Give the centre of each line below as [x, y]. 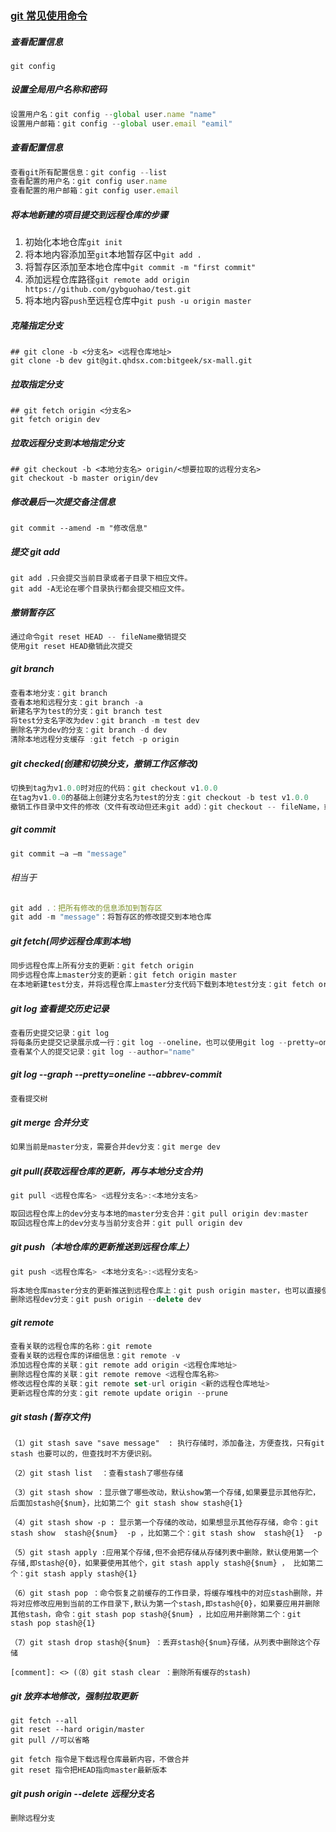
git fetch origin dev [55, 420]
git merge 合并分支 [49, 1122]
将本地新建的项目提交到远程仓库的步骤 [89, 214]
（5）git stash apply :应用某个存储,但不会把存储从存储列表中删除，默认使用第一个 [164, 1553]
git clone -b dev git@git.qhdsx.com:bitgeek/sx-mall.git [131, 361]
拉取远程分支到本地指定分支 [67, 443]
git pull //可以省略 [50, 1740]
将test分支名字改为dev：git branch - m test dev [105, 721]
